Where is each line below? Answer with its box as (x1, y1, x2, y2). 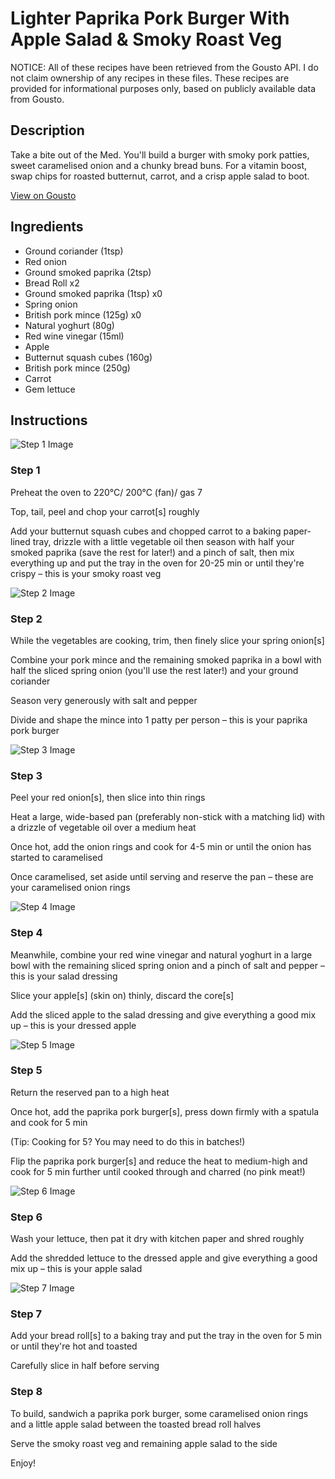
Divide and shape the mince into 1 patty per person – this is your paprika (10, 713, 308, 726)
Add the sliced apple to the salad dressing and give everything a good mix (10, 1008, 317, 1021)
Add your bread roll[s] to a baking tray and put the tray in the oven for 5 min (10, 1330, 323, 1342)
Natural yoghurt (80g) (24, 319, 115, 331)
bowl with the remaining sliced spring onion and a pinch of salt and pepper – (10, 959, 325, 971)
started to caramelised (10, 852, 103, 864)
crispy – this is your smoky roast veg (10, 567, 162, 579)
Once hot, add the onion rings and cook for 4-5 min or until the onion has (10, 841, 312, 853)
